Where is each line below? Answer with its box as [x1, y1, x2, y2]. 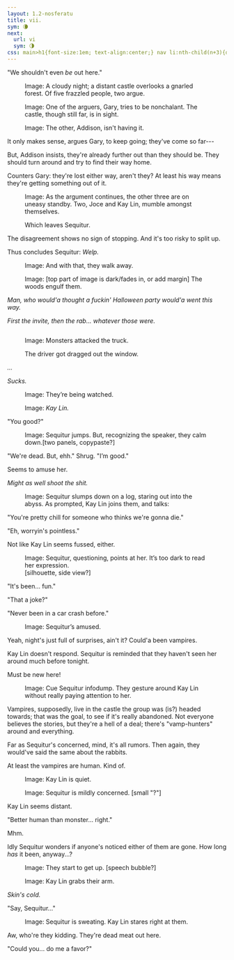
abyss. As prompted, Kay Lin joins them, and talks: [24, 499, 169, 508]
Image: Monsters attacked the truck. [24, 336, 129, 344]
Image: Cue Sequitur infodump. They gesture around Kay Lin [24, 684, 199, 692]
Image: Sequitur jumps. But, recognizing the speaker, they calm [24, 430, 207, 439]
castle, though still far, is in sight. [24, 109, 119, 119]
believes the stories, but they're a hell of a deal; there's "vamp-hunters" [7, 719, 213, 728]
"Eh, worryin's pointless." [7, 526, 80, 535]
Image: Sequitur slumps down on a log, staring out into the [24, 492, 193, 501]
